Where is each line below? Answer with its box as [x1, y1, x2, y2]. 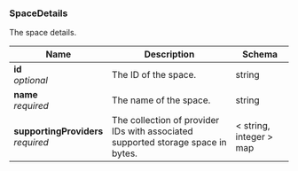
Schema [242, 48, 278, 60]
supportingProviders [13, 125, 104, 137]
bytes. [112, 147, 137, 159]
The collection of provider [112, 114, 220, 127]
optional [13, 74, 49, 87]
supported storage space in [112, 136, 227, 149]
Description [144, 48, 195, 60]
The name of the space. [112, 94, 211, 106]
